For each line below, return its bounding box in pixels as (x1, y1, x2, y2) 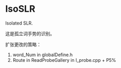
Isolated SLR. (5, 20, 33, 26)
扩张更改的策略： (5, 41, 41, 48)
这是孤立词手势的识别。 (5, 30, 55, 36)
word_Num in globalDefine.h (12, 52, 73, 58)
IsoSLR (5, 3, 36, 15)
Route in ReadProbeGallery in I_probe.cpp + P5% (12, 57, 116, 63)
